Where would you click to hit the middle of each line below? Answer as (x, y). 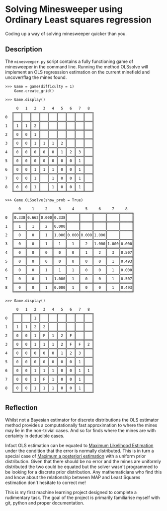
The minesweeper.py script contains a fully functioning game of (69, 61)
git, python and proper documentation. (45, 503)
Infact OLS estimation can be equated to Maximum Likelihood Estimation (79, 445)
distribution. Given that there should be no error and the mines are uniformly (83, 461)
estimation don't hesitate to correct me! (45, 483)
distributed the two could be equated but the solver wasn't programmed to (82, 467)
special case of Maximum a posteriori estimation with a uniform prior (76, 456)
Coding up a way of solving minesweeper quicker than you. (66, 33)
